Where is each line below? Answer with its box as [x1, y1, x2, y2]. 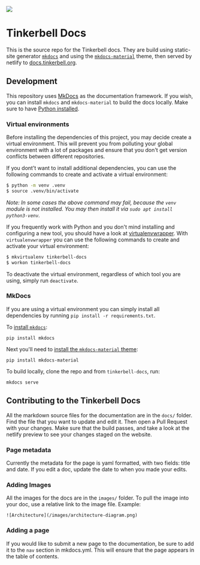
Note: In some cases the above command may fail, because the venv [6, 199, 177, 206]
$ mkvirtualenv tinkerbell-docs [6, 254, 87, 260]
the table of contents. [6, 552, 59, 560]
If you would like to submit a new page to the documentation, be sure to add [6, 540, 194, 547]
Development [6, 76, 58, 86]
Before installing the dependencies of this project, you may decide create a [6, 134, 192, 141]
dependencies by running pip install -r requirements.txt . [6, 312, 156, 319]
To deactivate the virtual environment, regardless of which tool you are [6, 270, 181, 277]
